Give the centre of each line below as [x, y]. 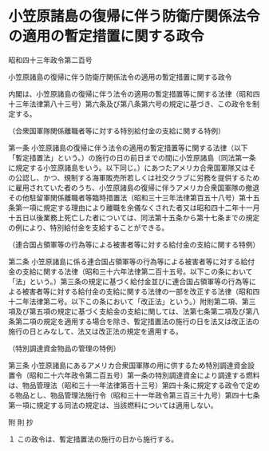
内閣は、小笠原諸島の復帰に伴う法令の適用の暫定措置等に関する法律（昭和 [131, 93]
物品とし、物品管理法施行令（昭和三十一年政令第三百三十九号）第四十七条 [137, 395]
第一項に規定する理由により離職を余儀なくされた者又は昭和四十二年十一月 [137, 208]
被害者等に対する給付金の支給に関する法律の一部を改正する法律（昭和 [137, 291]
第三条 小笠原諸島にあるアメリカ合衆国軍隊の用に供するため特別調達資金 [128, 365]
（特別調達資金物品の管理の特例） [64, 348]
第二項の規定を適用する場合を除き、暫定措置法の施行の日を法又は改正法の [137, 321]
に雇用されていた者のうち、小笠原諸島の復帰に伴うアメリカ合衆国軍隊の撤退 [134, 188]
